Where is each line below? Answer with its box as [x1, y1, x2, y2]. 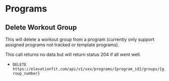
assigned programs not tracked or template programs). [5, 42, 120, 48]
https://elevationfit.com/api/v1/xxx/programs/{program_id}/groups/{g [12, 66, 164, 71]
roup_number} [12, 71, 40, 76]
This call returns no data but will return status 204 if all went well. [5, 51, 141, 57]
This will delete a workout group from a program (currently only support [5, 36, 155, 42]
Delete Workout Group [5, 23, 77, 32]
